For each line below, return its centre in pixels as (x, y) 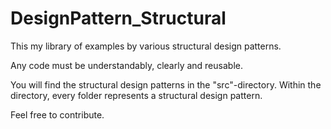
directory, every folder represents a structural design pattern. (136, 95)
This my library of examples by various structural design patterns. (146, 46)
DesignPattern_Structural (118, 18)
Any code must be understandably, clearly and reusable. (126, 65)
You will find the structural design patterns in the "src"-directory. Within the (166, 84)
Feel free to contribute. (57, 114)
